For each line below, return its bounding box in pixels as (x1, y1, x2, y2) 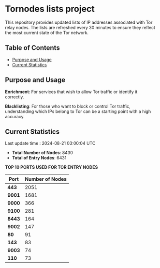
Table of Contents (5, 44, 60, 52)
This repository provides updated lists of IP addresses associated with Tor (5, 19, 153, 25)
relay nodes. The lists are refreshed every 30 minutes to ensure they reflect (5, 24, 156, 30)
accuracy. (5, 113, 25, 119)
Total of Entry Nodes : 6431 (12, 155, 67, 161)
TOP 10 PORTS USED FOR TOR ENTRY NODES (5, 164, 98, 170)
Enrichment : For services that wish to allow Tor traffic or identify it (5, 89, 138, 95)
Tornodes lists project (5, 3, 95, 15)
